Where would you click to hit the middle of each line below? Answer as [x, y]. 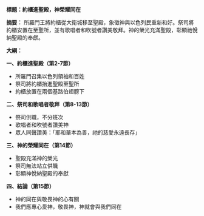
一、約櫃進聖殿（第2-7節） [40, 63]
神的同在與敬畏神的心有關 [47, 199]
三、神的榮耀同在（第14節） [41, 145]
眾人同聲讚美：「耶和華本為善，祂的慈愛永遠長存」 [78, 132]
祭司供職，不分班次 [39, 117]
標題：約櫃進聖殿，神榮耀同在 [43, 9]
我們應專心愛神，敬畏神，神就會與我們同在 [68, 207]
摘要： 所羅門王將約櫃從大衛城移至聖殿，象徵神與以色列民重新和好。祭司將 [100, 22]
